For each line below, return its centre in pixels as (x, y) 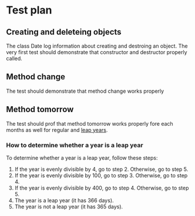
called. (14, 58)
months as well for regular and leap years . (57, 130)
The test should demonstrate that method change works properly (85, 91)
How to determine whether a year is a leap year (75, 145)
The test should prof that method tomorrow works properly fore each (90, 123)
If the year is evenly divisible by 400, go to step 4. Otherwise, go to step (102, 188)
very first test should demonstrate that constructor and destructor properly (97, 52)
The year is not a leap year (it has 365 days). (69, 207)
